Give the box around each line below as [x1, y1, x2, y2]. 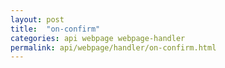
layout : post [10, 14, 65, 25]
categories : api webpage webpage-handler [10, 33, 186, 43]
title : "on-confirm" [10, 24, 101, 34]
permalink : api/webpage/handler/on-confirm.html [10, 42, 217, 53]
